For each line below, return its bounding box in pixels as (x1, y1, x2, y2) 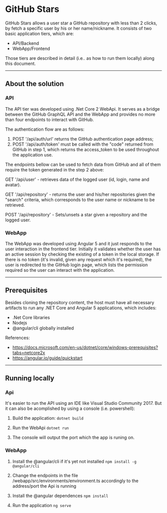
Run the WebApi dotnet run (12, 425, 69, 431)
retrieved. (5, 202, 25, 208)
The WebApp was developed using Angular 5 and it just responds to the (5, 240, 153, 246)
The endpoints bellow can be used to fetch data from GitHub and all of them (5, 161, 161, 168)
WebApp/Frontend (12, 45, 50, 51)
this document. (5, 60, 36, 66)
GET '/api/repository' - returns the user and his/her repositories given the (5, 191, 156, 197)
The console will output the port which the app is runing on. (12, 435, 135, 441)
